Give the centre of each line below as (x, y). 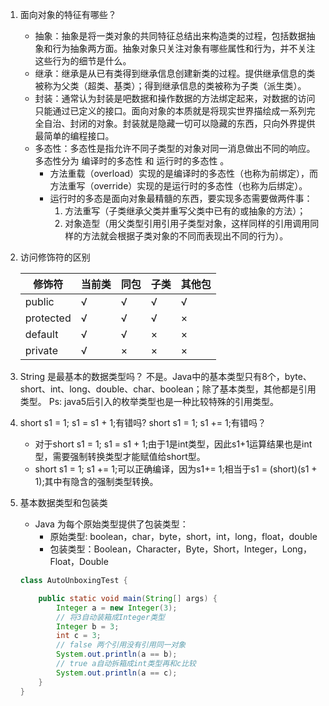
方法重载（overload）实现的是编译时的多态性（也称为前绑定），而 (184, 173)
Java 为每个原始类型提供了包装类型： (111, 524)
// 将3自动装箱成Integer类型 (110, 617)
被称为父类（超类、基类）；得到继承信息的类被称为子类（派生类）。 (170, 86)
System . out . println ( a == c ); (117, 673)
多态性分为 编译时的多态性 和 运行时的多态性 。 (132, 161)
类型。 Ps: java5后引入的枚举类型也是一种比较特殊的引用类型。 (149, 401)
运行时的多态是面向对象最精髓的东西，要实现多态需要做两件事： (181, 198)
